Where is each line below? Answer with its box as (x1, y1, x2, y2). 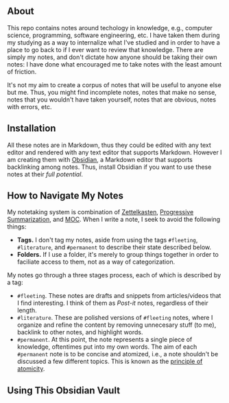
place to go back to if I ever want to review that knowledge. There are (7, 45, 204, 54)
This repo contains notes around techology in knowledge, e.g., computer (7, 23, 213, 32)
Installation (7, 123, 56, 135)
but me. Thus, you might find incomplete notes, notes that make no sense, (7, 88, 217, 96)
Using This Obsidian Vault (7, 384, 121, 396)
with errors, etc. (7, 102, 52, 111)
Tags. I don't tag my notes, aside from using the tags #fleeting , (16, 236, 198, 244)
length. (16, 306, 38, 314)
